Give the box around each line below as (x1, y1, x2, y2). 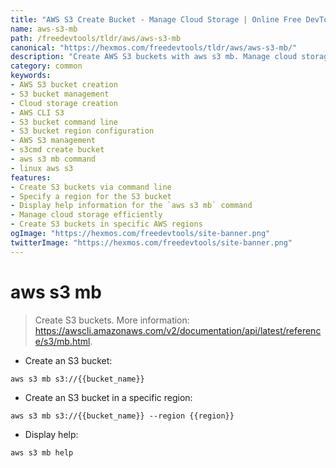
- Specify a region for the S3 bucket (10, 191, 172, 201)
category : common (10, 61, 83, 71)
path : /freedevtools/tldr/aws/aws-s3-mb (10, 33, 182, 43)
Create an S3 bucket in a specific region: (24, 391, 193, 403)
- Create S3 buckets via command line (10, 182, 172, 192)
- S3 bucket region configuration (10, 126, 155, 136)
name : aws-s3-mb (10, 24, 78, 34)
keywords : (10, 71, 52, 81)
